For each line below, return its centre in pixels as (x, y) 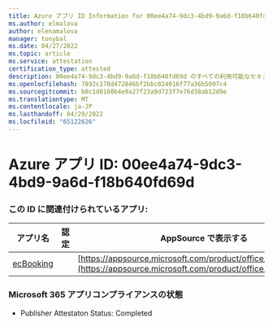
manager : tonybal (38, 39)
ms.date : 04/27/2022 (43, 46)
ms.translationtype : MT (49, 99)
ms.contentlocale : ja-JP (50, 106)
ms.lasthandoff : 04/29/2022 (56, 115)
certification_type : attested (60, 69)
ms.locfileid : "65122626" (52, 122)
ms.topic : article (39, 54)
